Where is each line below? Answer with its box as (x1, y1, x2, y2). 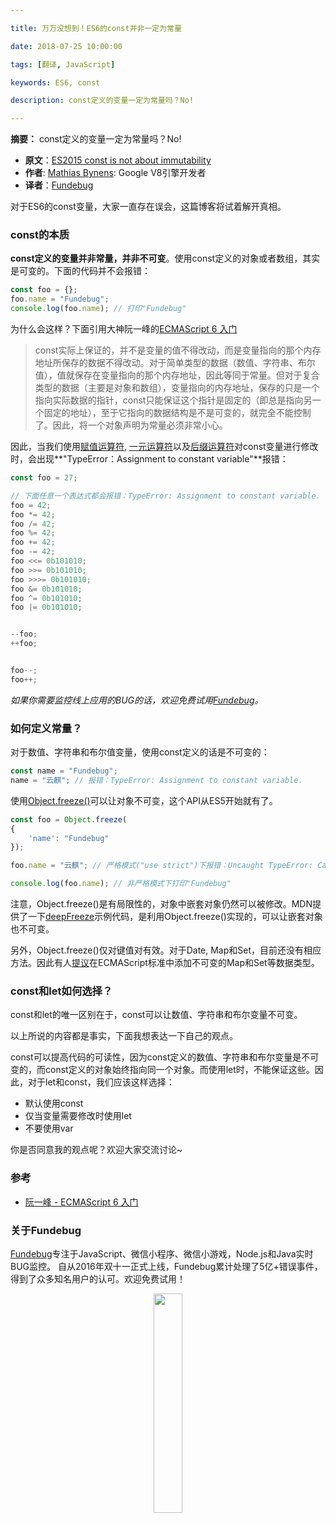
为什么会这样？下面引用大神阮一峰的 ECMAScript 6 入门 (10, 323, 238, 335)
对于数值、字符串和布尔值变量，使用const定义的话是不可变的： (10, 746, 270, 758)
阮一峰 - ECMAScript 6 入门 (24, 1196, 139, 1208)
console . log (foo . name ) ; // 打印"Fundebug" (10, 304, 187, 314)
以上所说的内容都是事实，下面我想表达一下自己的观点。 (10, 1030, 238, 1042)
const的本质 (10, 228, 70, 242)
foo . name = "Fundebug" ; (10, 294, 110, 305)
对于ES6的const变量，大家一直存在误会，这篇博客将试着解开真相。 (10, 201, 287, 213)
